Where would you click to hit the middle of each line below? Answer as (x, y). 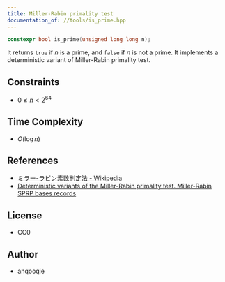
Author (23, 254)
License (25, 215)
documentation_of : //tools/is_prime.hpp (67, 20)
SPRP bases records (47, 193)
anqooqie (31, 271)
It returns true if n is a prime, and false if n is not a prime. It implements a (113, 52)
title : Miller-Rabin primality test (60, 14)
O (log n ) (29, 139)
